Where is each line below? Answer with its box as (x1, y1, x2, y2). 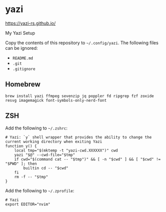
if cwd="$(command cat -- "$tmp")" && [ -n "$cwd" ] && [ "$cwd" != (14, 157, 161, 162)
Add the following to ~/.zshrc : (5, 125, 68, 131)
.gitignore (12, 66, 36, 72)
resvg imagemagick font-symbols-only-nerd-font (5, 98, 107, 103)
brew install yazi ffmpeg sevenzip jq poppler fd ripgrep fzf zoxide (5, 93, 154, 99)
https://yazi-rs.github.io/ (5, 20, 56, 26)
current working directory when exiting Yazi (5, 139, 102, 144)
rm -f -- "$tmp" (14, 174, 49, 179)
